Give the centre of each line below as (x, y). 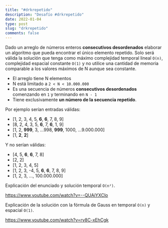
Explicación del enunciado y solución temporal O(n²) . (60, 185)
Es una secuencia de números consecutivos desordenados (74, 89)
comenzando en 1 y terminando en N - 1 (55, 94)
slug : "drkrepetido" (27, 29)
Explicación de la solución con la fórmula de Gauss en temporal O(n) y (78, 205)
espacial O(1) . (20, 210)
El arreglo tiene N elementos (42, 78)
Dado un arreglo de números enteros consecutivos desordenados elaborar (83, 47)
